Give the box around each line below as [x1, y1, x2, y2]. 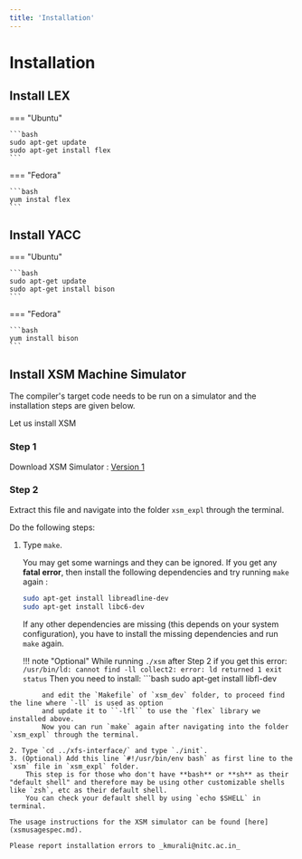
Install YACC [9, 227, 81, 243]
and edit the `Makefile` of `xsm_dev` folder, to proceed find [42, 690, 285, 700]
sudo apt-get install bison [9, 285, 116, 294]
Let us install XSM [9, 418, 77, 429]
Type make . [22, 539, 63, 550]
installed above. [9, 714, 75, 723]
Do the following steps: [9, 522, 96, 533]
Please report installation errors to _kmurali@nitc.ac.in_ [9, 841, 241, 850]
